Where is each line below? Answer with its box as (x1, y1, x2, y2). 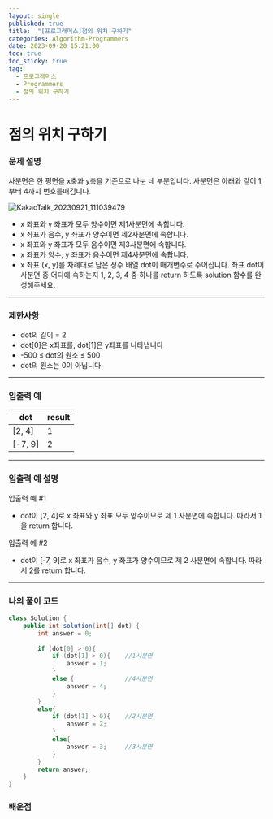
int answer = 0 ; (37, 629, 93, 638)
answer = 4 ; (66, 682, 107, 691)
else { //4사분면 (51, 675, 153, 683)
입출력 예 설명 (8, 473, 59, 484)
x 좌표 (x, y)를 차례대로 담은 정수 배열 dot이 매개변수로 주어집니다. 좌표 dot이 (19, 259, 265, 269)
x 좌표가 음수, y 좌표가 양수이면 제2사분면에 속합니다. (19, 229, 188, 239)
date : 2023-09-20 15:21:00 (8, 42, 100, 50)
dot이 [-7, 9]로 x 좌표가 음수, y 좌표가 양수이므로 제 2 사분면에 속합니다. (19, 555, 248, 565)
